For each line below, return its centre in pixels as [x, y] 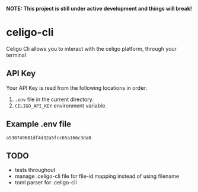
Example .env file [39, 124]
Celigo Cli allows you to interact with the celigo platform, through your [91, 48]
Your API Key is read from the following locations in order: [76, 87]
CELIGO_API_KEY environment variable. [60, 105]
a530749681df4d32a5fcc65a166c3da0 [49, 138]
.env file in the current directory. [54, 99]
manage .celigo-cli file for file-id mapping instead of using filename [97, 176]
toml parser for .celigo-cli [46, 183]
